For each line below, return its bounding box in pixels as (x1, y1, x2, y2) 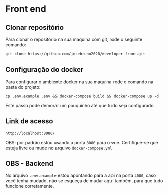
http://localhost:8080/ (5, 131, 55, 136)
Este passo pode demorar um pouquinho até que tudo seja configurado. (5, 102, 155, 108)
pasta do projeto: (5, 84, 41, 90)
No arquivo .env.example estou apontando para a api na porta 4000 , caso (5, 172, 156, 179)
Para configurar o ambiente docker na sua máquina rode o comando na (5, 79, 154, 85)
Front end (5, 3, 46, 15)
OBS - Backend (5, 159, 54, 168)
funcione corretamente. (5, 183, 54, 189)
